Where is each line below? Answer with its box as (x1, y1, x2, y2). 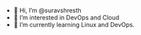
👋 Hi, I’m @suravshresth (13, 7, 82, 14)
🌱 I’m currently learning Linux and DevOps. (13, 21, 135, 28)
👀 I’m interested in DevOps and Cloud (13, 13, 120, 22)
